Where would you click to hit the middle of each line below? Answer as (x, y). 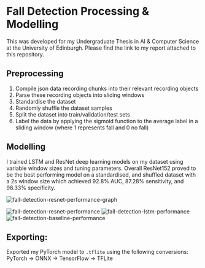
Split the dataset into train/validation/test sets (72, 114)
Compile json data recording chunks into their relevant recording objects (107, 88)
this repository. (25, 54)
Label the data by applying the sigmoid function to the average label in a (106, 121)
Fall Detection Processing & (78, 11)
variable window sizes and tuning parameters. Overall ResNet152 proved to (101, 168)
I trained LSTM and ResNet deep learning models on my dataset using (95, 161)
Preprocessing (35, 74)
